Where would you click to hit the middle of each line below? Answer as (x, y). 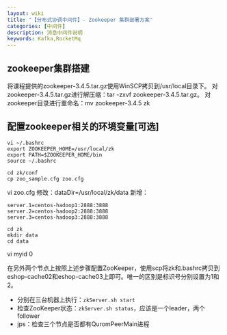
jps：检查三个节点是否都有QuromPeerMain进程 (83, 324)
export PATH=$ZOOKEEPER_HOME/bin (55, 155)
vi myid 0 (20, 254)
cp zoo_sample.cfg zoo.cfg (45, 178)
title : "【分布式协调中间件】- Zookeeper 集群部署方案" (80, 20)
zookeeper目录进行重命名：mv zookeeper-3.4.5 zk (79, 103)
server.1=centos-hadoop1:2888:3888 (58, 205)
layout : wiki (26, 13)
